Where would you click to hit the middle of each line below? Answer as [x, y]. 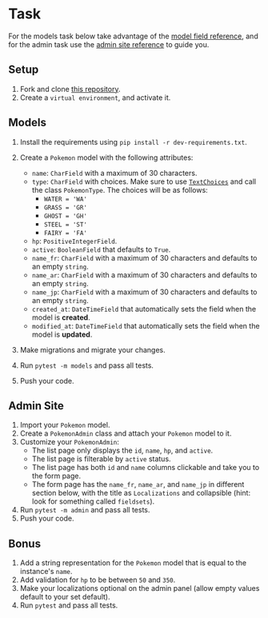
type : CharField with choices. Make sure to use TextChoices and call [144, 181]
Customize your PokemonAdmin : [70, 442]
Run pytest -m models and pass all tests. [87, 365]
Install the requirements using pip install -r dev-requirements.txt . [133, 142]
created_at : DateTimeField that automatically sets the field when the [144, 309]
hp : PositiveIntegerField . [74, 241]
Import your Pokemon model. [65, 425]
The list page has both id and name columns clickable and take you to [146, 468]
